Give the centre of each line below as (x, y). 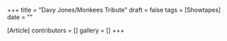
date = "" (20, 17)
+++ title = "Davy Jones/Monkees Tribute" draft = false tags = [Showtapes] (114, 10)
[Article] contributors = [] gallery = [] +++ (66, 30)
